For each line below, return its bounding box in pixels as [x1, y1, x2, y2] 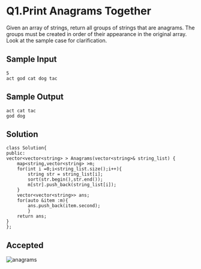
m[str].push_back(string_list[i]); [28, 182, 117, 188]
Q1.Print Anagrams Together [6, 4, 152, 18]
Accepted [6, 240, 44, 250]
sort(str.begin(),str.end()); [28, 177, 103, 183]
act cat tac [6, 107, 36, 113]
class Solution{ [6, 145, 47, 151]
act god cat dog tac [6, 75, 58, 82]
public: [6, 150, 26, 157]
